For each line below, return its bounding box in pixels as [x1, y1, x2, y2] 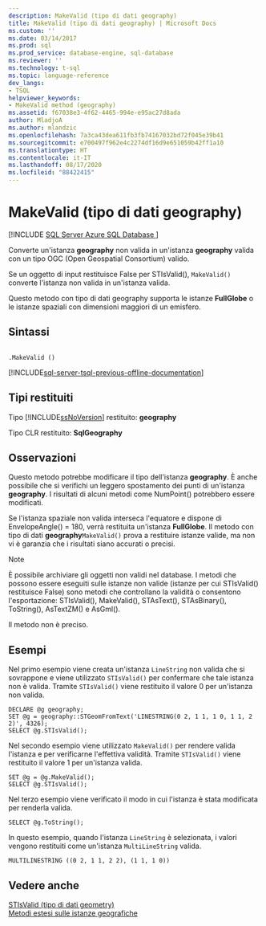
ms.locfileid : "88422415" [8, 169, 95, 177]
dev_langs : [8, 79, 45, 87]
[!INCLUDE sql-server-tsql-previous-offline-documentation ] [8, 367, 204, 377]
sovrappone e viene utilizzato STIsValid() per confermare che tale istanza [8, 673, 254, 683]
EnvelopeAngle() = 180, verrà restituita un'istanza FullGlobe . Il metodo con [8, 522, 254, 532]
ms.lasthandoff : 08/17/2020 [8, 161, 103, 169]
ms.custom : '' [8, 27, 56, 35]
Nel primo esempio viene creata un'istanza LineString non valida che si [8, 664, 245, 675]
